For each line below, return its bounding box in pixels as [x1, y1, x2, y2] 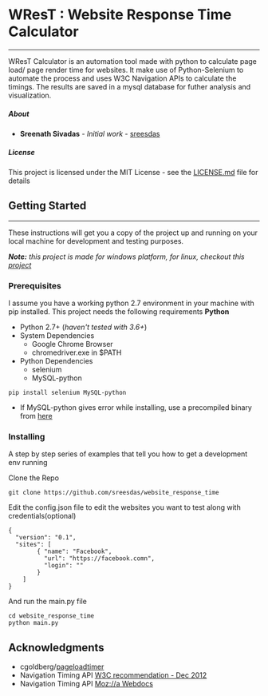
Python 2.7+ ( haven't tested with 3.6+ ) [19, 322, 148, 332]
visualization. [8, 90, 52, 100]
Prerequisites [8, 280, 61, 291]
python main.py [8, 619, 59, 627]
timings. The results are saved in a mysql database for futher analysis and [8, 82, 251, 91]
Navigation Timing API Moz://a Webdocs [19, 679, 154, 689]
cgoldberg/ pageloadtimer [19, 662, 104, 672]
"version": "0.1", [15, 534, 77, 542]
